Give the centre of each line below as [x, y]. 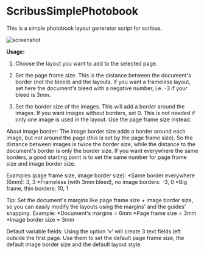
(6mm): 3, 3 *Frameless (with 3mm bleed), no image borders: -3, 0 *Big [97, 182]
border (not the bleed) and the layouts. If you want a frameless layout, [103, 82]
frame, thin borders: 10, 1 [37, 188]
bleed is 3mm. [33, 94]
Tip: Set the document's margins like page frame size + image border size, [100, 200]
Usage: [16, 51]
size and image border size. [41, 163]
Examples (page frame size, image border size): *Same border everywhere [100, 175]
